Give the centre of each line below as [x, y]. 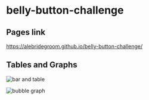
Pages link [26, 32]
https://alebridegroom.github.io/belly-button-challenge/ [74, 46]
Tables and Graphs [42, 65]
